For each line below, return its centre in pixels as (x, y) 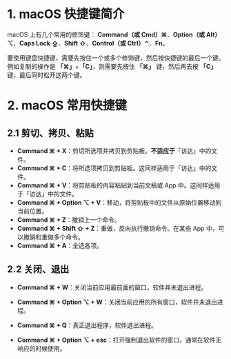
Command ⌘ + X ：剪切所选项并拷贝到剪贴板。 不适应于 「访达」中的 (114, 151)
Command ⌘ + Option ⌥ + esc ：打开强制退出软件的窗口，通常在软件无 (119, 340)
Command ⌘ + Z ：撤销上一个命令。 (69, 219)
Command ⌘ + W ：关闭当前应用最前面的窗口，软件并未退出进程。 (112, 287)
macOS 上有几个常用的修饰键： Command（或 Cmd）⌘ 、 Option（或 (106, 34)
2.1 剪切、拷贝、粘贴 (51, 133)
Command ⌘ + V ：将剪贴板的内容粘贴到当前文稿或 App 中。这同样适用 (119, 185)
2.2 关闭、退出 (38, 269)
